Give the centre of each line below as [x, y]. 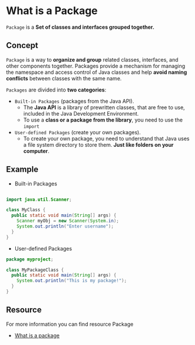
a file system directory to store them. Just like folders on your [98, 144]
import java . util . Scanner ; [39, 199]
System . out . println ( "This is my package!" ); [72, 281]
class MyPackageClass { [35, 270]
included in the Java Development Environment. [81, 113]
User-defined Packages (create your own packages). [78, 132]
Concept [22, 45]
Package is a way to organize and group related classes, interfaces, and [92, 59]
